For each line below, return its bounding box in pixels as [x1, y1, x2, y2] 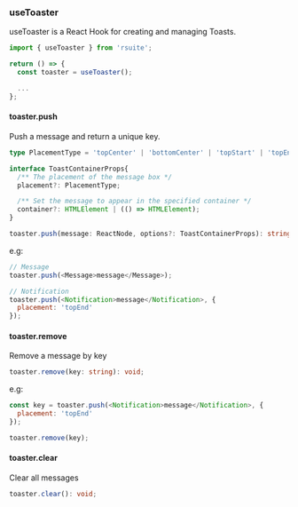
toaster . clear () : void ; [9, 489, 98, 498]
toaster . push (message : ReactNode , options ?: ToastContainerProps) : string [9, 229, 292, 238]
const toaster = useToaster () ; [17, 68, 133, 77]
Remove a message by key [9, 351, 107, 361]
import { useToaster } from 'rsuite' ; [9, 44, 153, 52]
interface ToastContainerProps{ [9, 164, 129, 173]
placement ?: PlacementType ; [17, 180, 122, 190]
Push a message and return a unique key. [9, 131, 161, 141]
